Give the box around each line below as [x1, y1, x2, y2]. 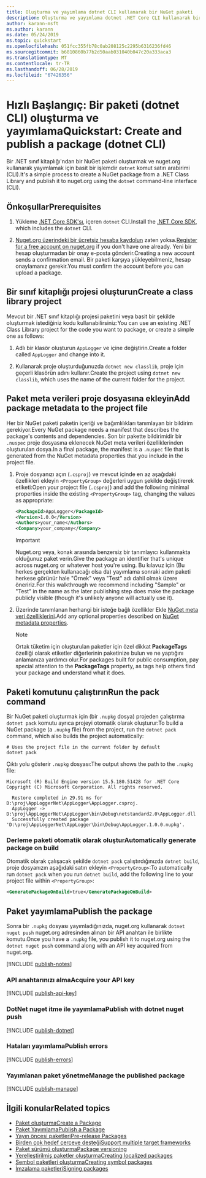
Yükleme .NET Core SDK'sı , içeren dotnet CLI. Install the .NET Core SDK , [15, 218, 197, 225]
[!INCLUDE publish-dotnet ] [6, 1026, 75, 1034]
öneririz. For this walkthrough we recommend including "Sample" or [15, 581, 186, 588]
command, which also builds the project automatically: [6, 732, 144, 739]
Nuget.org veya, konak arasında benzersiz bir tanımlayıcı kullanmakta [15, 548, 191, 556]
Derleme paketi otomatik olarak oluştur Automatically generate [6, 836, 196, 844]
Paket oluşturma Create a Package [15, 1119, 102, 1126]
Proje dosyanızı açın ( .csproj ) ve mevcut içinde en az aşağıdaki [15, 470, 177, 478]
